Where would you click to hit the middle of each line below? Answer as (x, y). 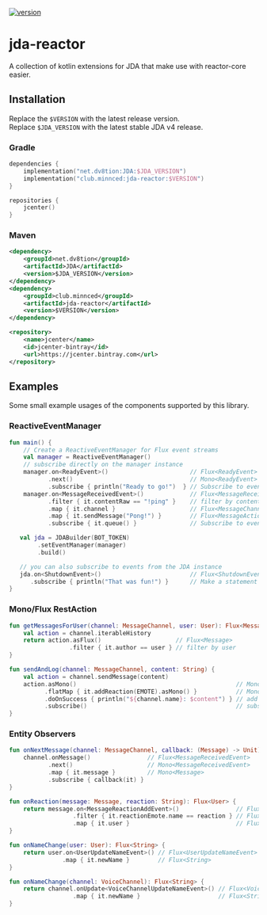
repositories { (34, 200)
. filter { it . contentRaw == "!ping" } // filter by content (154, 501)
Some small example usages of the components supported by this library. (129, 406)
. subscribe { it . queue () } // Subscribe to (146, 524)
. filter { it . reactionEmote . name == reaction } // (158, 816)
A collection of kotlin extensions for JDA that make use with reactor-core (128, 66)
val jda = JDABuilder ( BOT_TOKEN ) (74, 538)
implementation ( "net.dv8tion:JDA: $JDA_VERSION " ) (105, 171)
